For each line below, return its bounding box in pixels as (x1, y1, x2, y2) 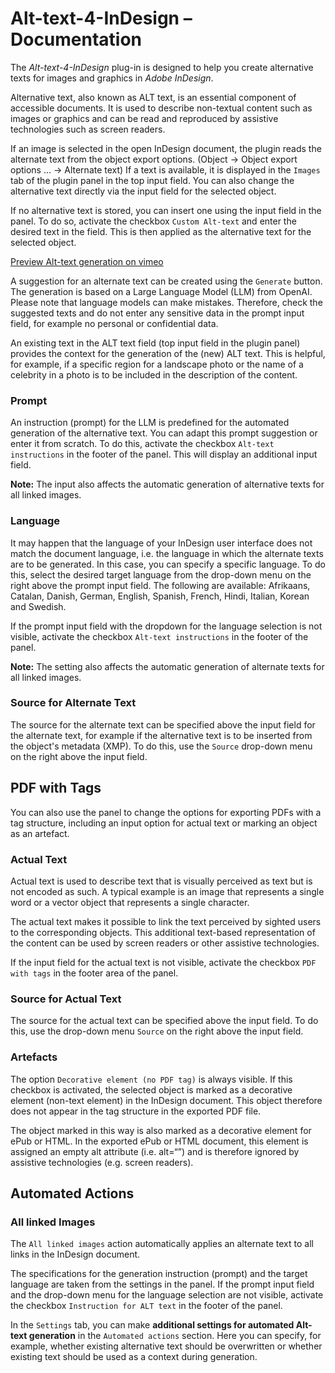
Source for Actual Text (10, 992, 122, 1006)
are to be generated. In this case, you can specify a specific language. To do (10, 558, 326, 570)
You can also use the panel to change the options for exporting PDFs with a (10, 806, 322, 818)
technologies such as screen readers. (10, 123, 166, 135)
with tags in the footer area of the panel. (10, 967, 179, 979)
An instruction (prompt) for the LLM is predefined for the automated (10, 417, 290, 429)
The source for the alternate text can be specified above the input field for (10, 718, 316, 731)
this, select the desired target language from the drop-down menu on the (10, 568, 312, 581)
